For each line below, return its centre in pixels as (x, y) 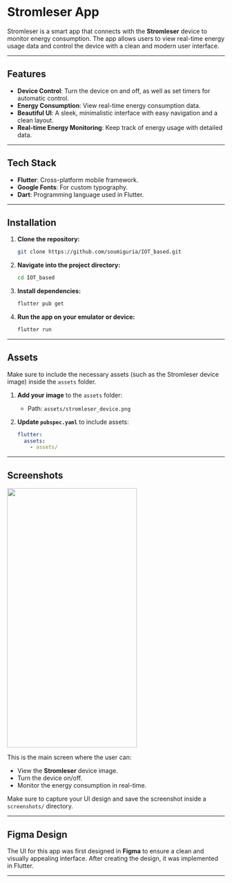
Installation (32, 222)
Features (27, 74)
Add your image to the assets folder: (70, 395)
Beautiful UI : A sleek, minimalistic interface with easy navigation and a (117, 113)
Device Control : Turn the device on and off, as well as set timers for (114, 91)
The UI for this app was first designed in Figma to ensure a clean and (106, 851)
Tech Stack (32, 163)
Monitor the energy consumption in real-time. (82, 786)
